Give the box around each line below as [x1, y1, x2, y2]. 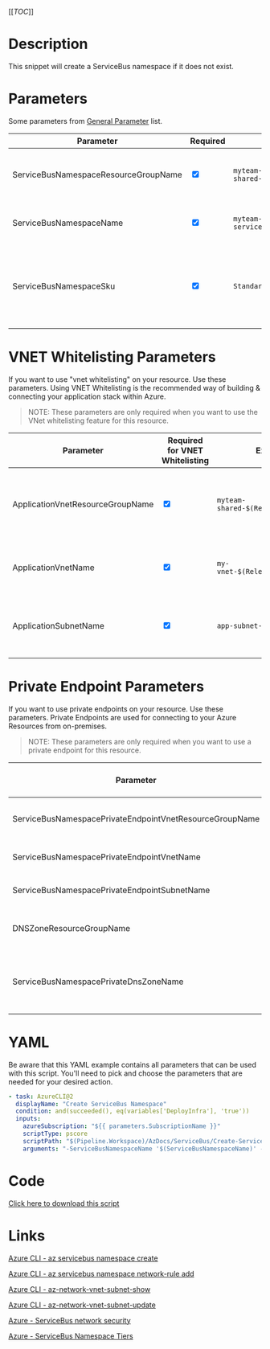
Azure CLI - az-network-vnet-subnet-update [8, 1300, 157, 1310]
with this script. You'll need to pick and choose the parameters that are [8, 1068, 243, 1078]
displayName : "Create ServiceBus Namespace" [15, 1100, 167, 1108]
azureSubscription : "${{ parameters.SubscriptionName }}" [22, 1122, 221, 1130]
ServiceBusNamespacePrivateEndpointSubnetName [12, 884, 211, 896]
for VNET [167, 445, 203, 456]
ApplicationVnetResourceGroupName [12, 498, 154, 510]
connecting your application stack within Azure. [8, 392, 166, 401]
